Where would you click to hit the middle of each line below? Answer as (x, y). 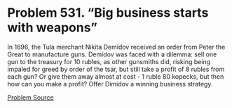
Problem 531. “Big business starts (108, 13)
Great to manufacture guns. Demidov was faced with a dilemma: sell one (112, 54)
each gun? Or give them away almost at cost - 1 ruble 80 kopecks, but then (116, 76)
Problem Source (30, 97)
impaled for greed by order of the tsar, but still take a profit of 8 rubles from (116, 69)
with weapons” (53, 28)
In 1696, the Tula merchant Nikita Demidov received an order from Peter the (116, 47)
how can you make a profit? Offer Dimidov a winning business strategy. (110, 84)
